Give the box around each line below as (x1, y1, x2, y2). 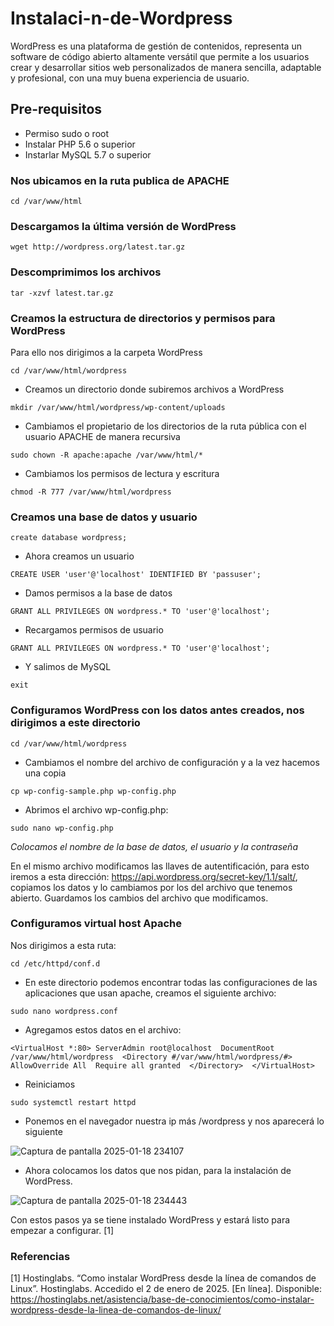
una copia (24, 767, 67, 779)
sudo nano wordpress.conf (10, 1006, 118, 1016)
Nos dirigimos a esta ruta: (10, 939, 117, 951)
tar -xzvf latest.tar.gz (10, 288, 114, 298)
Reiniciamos (24, 1078, 76, 1090)
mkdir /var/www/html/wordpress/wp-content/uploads (10, 402, 226, 412)
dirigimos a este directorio (10, 716, 141, 730)
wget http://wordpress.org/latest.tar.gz (10, 242, 186, 252)
